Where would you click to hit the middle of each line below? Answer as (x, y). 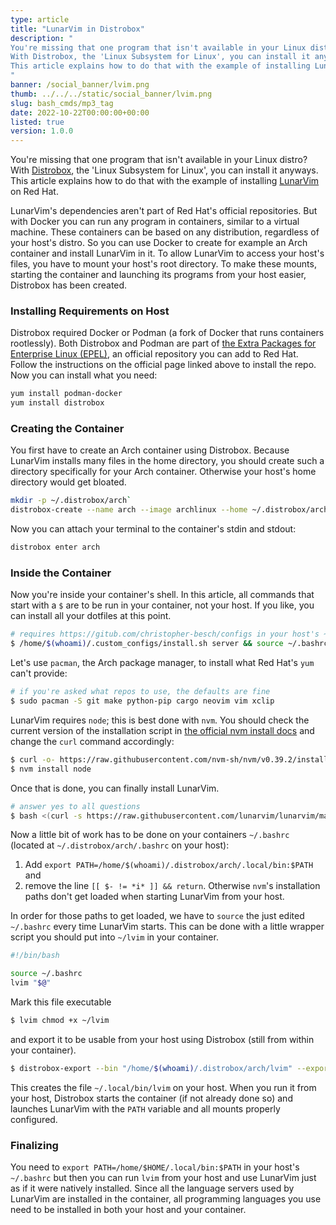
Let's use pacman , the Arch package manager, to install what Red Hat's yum (162, 663)
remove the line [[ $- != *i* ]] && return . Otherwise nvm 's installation (172, 886)
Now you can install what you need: (84, 375)
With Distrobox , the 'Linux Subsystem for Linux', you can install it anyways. (164, 170)
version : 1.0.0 (42, 131)
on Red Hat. (34, 192)
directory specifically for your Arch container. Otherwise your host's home (163, 472)
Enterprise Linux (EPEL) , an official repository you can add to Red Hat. (154, 354)
